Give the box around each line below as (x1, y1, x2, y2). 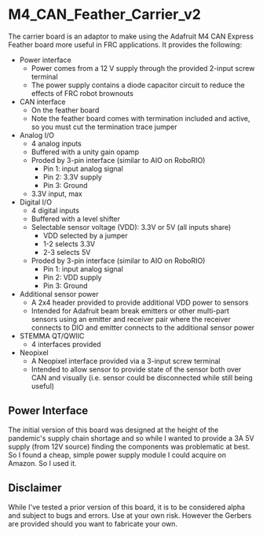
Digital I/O (19, 197, 53, 206)
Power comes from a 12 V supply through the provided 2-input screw (31, 63, 255, 72)
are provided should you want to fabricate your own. (8, 519, 178, 528)
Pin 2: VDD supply (42, 272, 102, 282)
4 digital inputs (31, 205, 80, 215)
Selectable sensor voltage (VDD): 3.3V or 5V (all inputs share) (31, 222, 232, 231)
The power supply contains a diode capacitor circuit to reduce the (31, 80, 245, 90)
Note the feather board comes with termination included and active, (31, 113, 250, 123)
